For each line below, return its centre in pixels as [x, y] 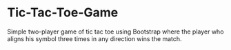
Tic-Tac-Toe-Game [63, 13]
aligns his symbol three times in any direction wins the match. [94, 38]
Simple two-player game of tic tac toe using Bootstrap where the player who [115, 32]
